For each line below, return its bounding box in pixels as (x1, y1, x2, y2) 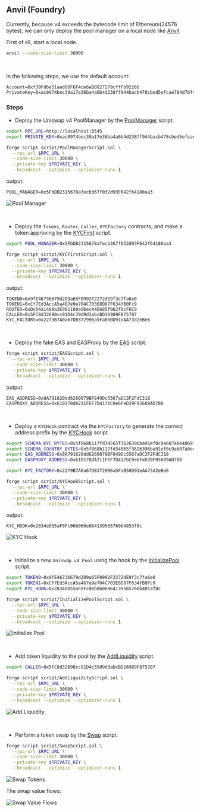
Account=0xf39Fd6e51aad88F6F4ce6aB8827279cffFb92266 (6, 84, 140, 90)
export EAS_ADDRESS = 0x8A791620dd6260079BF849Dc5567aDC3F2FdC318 (6, 451, 169, 458)
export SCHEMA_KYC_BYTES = (6, 440, 70, 446)
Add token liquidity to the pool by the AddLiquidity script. (14, 652, 155, 660)
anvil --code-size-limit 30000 (6, 50, 84, 56)
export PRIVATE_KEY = (6, 134, 58, 140)
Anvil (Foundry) (6, 5, 65, 15)
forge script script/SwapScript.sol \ (6, 743, 102, 749)
